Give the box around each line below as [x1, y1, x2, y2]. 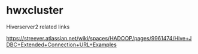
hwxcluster [6, 4, 64, 17]
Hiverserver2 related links [6, 23, 70, 30]
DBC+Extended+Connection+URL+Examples [6, 41, 117, 48]
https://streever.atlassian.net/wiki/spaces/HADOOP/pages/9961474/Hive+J [6, 34, 192, 42]
